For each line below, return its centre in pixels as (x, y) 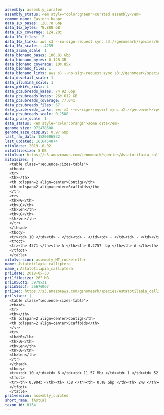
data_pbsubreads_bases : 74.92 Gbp (40, 91)
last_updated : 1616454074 (31, 142)
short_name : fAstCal (26, 401)
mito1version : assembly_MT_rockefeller (46, 260)
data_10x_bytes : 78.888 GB (32, 28)
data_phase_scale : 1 (26, 119)
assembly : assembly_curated (34, 10)
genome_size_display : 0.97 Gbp (37, 132)
